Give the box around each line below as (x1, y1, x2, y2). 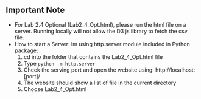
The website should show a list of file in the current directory (23, 79, 177, 86)
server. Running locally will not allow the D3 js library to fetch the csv (14, 27, 188, 35)
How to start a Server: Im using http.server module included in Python (14, 40, 190, 47)
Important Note (5, 5, 65, 15)
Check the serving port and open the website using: (23, 66, 155, 73)
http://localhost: (155, 66, 196, 73)
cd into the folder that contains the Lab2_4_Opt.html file (23, 53, 163, 60)
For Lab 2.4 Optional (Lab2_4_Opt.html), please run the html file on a (14, 21, 186, 28)
